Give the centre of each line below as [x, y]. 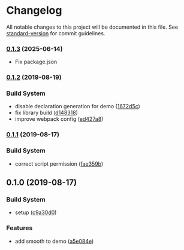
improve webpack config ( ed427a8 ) [59, 119]
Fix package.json [36, 62]
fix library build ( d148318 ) [46, 113]
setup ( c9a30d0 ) [36, 212]
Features [19, 228]
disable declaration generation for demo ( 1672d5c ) [78, 106]
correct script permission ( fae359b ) [59, 164]
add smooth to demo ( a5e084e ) [54, 241]
